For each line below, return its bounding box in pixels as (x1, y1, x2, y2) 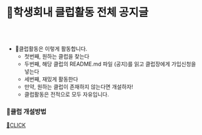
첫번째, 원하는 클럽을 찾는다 (24, 52, 89, 60)
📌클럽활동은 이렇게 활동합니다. (15, 45, 88, 52)
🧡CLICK (6, 122, 26, 129)
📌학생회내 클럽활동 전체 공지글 (6, 5, 149, 19)
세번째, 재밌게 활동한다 (24, 75, 78, 83)
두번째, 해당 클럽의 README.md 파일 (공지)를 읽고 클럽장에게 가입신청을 (24, 60, 197, 67)
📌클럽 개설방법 (6, 107, 47, 116)
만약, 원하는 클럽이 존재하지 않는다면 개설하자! (24, 83, 133, 90)
